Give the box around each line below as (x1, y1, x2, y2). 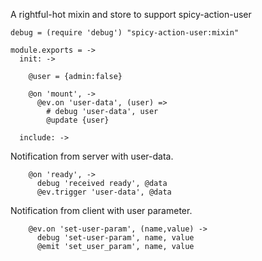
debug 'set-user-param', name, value (36, 233, 195, 243)
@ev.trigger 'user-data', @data (36, 187, 172, 197)
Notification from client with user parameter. (10, 205, 193, 216)
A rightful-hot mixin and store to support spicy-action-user (10, 9, 252, 20)
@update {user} (46, 115, 110, 125)
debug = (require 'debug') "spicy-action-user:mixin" (10, 28, 240, 38)
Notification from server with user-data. (10, 150, 174, 162)
